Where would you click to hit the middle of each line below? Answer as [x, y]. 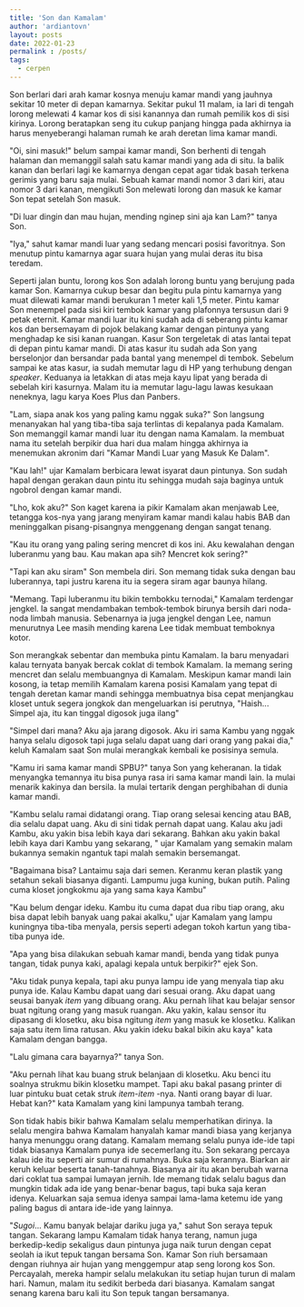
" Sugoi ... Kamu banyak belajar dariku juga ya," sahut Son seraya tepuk [141, 1225]
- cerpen [34, 69]
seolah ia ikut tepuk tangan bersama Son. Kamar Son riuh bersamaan [138, 1254]
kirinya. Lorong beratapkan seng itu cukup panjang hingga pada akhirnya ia [151, 123]
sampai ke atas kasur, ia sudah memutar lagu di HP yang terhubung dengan [151, 367]
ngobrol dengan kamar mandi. [66, 489]
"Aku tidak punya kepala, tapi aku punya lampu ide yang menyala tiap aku [147, 981]
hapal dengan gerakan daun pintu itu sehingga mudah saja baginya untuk [147, 480]
